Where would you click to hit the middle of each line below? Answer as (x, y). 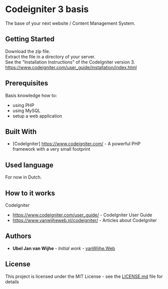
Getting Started (30, 39)
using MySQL (26, 110)
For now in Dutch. (23, 177)
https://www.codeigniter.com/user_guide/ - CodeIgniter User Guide (82, 215)
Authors (18, 236)
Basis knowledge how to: (31, 95)
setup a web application (37, 116)
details (12, 281)
